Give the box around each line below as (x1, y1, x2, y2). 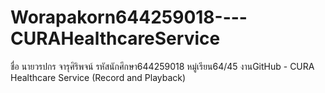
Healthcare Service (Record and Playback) (10, 71, 187, 83)
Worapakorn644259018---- (10, 6, 248, 29)
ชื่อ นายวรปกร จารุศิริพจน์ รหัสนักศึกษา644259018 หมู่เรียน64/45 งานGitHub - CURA (10, 60, 315, 72)
